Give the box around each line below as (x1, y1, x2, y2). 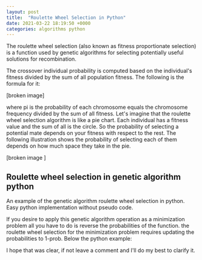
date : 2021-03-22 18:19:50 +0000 (6, 20, 91, 26)
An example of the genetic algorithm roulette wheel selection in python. (6, 197, 185, 205)
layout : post (6, 9, 39, 15)
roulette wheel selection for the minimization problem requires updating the (6, 228, 195, 236)
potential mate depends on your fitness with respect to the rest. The (6, 129, 177, 137)
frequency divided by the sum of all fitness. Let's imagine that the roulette (6, 110, 191, 117)
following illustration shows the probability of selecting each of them (6, 136, 177, 143)
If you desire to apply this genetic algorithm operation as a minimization (6, 216, 185, 223)
